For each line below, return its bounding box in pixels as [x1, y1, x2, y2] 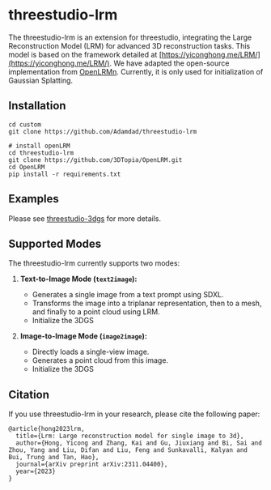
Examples [8, 192, 59, 206]
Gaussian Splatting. [8, 75, 74, 85]
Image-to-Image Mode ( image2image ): [19, 331, 147, 341]
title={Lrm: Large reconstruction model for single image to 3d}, [15, 432, 244, 441]
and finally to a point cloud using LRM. [32, 307, 160, 317]
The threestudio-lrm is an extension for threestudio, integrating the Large [8, 32, 252, 42]
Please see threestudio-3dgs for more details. [8, 213, 162, 224]
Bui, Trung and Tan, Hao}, [8, 454, 100, 462]
